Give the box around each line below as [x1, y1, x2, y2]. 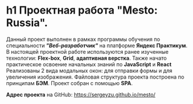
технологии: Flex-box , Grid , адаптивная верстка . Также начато [6, 54, 167, 61]
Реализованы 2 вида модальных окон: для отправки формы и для [6, 67, 173, 74]
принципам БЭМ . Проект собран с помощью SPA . [6, 79, 133, 86]
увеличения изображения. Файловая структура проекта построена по [6, 73, 185, 80]
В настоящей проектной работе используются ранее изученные [6, 48, 169, 55]
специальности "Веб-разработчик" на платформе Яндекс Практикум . [6, 42, 188, 49]
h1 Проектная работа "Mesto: [6, 4, 158, 17]
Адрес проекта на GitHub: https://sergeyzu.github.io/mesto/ [6, 91, 156, 98]
